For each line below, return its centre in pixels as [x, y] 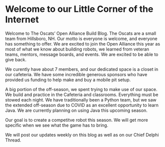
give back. [16, 59]
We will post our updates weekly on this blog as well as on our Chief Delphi [82, 135]
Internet [22, 20]
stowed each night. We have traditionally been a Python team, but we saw [81, 99]
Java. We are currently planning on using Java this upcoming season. [76, 110]
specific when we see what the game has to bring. [57, 125]
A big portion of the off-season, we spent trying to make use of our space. [81, 89]
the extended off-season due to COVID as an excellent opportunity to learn [82, 105]
